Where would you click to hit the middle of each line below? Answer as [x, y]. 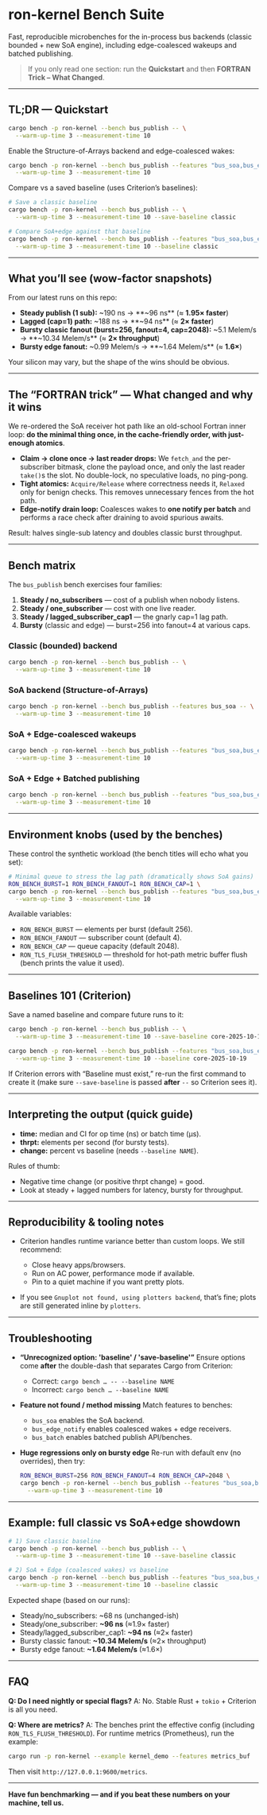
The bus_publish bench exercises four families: [85, 584]
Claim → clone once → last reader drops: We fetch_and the [118, 459]
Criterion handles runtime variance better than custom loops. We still [132, 1241]
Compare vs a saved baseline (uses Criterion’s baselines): [103, 188]
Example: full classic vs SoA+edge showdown [124, 1523]
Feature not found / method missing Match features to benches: [126, 1405]
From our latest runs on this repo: [63, 298]
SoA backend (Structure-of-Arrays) [78, 690]
